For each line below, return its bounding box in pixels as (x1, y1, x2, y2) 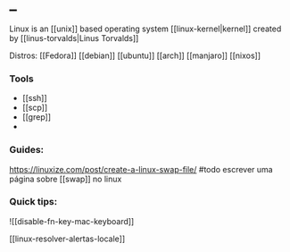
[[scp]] (21, 102, 48, 113)
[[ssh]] (21, 93, 47, 104)
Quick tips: (9, 196, 58, 208)
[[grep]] (21, 112, 52, 122)
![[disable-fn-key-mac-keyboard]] (9, 215, 135, 226)
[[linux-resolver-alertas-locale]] (9, 233, 126, 244)
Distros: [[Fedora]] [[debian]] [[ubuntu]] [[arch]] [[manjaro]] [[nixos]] (9, 50, 261, 61)
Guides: (9, 144, 45, 156)
